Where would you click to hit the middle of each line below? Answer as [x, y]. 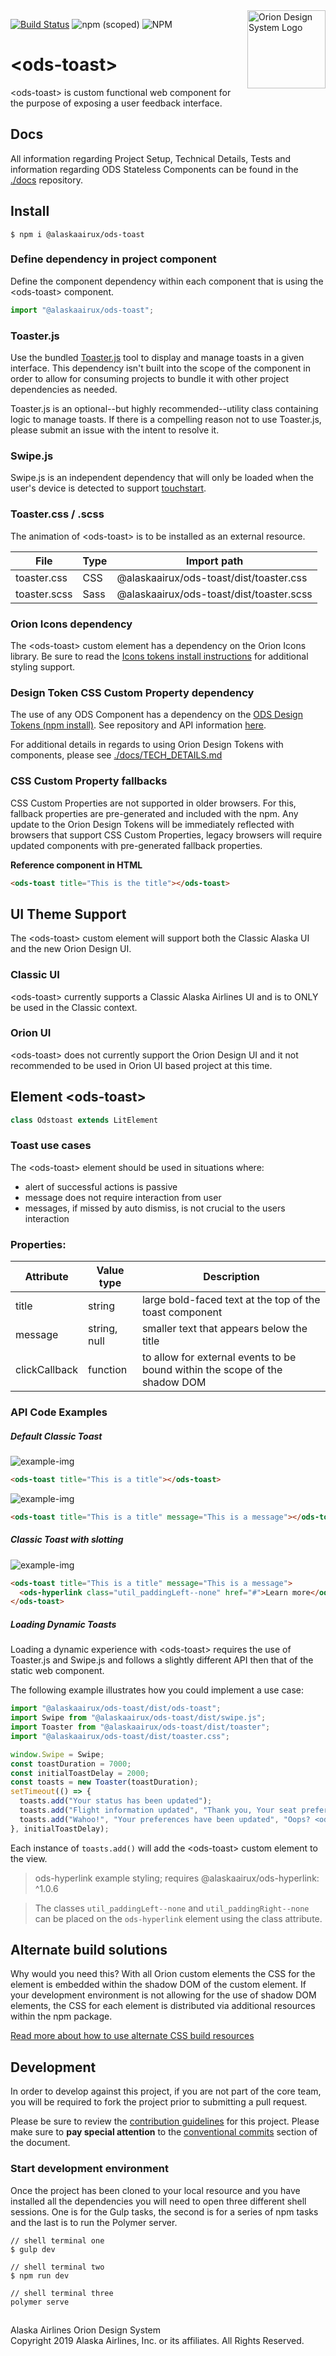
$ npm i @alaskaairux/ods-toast [77, 234]
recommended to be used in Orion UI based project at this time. [141, 1065]
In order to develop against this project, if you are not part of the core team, [166, 2091]
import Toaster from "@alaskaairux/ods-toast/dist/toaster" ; [140, 1727]
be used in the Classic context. [74, 1007]
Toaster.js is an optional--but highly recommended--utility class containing [164, 409]
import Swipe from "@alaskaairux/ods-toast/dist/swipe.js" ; [138, 1718]
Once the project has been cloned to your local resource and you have [155, 2190]
